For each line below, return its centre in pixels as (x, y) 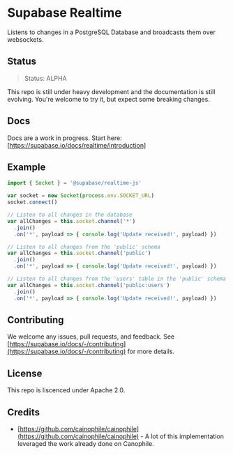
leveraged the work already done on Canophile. (86, 443)
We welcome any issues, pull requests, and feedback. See (91, 337)
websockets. (25, 39)
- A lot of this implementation (182, 436)
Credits (24, 412)
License (25, 373)
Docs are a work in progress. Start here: (65, 138)
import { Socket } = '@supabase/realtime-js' (74, 183)
